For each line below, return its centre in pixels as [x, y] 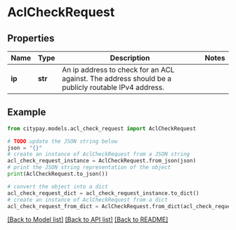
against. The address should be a [117, 78]
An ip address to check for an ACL [118, 70]
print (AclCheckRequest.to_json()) [58, 174]
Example [27, 112]
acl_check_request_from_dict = [53, 206]
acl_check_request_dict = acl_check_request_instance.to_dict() [103, 193]
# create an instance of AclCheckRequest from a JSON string [99, 154]
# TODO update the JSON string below [63, 141]
